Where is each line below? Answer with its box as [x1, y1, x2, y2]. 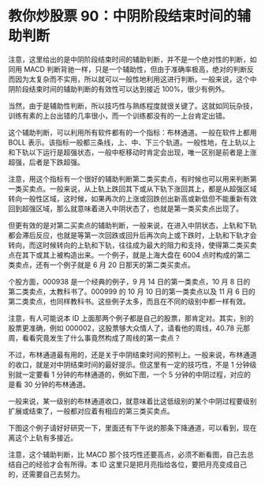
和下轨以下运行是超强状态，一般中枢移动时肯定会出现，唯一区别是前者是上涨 [8, 147, 257, 156]
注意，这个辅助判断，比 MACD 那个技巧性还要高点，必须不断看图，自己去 [8, 450, 248, 459]
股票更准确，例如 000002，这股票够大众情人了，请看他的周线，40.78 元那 [8, 323, 251, 333]
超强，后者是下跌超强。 [8, 157, 84, 167]
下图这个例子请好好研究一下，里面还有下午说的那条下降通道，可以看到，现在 [8, 423, 257, 432]
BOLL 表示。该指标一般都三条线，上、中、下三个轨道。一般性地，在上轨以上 [8, 138, 256, 147]
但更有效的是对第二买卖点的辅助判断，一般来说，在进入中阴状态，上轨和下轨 [8, 220, 257, 230]
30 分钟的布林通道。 [23, 379, 91, 389]
